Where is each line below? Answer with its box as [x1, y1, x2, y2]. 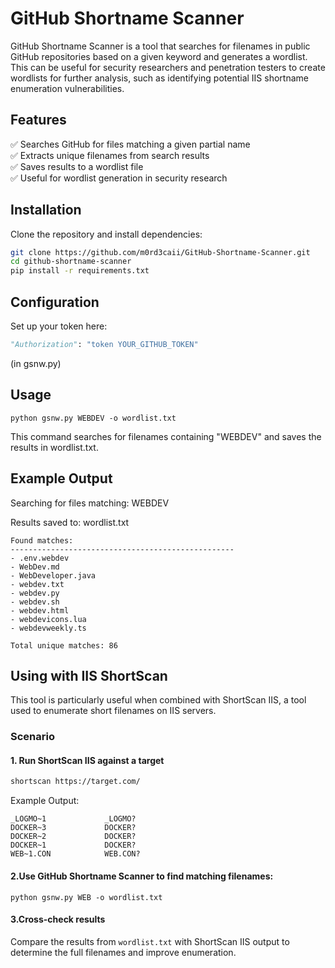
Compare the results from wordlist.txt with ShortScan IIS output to [10, 935, 290, 947]
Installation [10, 202, 82, 219]
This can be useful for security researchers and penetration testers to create [10, 61, 326, 73]
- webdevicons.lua [10, 614, 87, 624]
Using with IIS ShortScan [10, 667, 168, 684]
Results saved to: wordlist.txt [10, 516, 130, 528]
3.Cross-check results [10, 913, 106, 926]
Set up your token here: [10, 320, 108, 332]
